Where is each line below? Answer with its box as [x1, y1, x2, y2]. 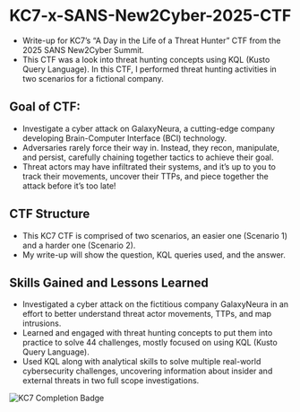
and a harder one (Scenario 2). [21, 240, 136, 250]
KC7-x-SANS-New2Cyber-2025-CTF [9, 5, 292, 26]
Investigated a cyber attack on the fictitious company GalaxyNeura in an [21, 299, 289, 310]
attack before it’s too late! [21, 180, 116, 191]
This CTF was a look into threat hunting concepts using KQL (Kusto [21, 54, 270, 65]
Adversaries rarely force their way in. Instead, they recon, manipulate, [21, 142, 280, 153]
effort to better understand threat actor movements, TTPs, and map [21, 309, 271, 320]
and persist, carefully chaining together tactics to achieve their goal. [21, 152, 274, 162]
